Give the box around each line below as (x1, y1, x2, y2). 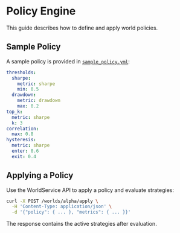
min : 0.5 (17, 86, 39, 92)
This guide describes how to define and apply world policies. (6, 24, 158, 31)
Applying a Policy (6, 170, 74, 180)
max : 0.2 (17, 103, 39, 109)
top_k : (6, 109, 23, 115)
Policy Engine (6, 4, 76, 18)
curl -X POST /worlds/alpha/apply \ (6, 198, 98, 204)
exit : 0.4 (11, 153, 36, 159)
